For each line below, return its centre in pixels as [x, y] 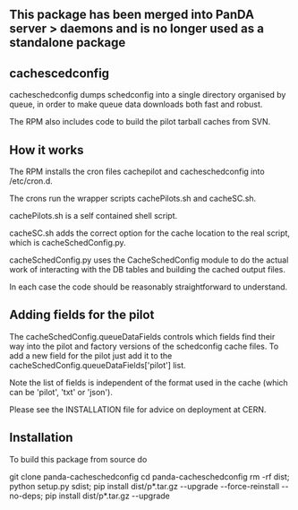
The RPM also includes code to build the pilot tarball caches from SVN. [140, 122]
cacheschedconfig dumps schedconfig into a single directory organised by [148, 95]
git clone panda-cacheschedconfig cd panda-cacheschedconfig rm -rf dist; [149, 476]
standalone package [68, 43]
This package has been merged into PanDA [132, 15]
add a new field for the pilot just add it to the [91, 355]
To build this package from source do [78, 459]
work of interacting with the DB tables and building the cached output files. [148, 270]
